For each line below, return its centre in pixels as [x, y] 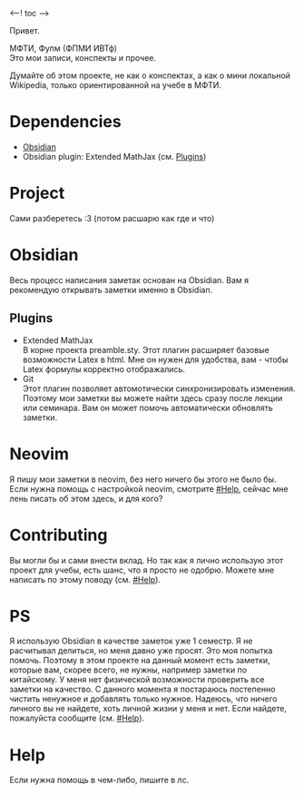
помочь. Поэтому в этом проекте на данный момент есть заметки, [140, 661]
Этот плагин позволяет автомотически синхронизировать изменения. [159, 388]
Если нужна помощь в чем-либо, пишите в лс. [99, 780]
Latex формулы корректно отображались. [104, 369]
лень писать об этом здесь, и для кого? [86, 498]
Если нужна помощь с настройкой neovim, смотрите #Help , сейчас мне [149, 488]
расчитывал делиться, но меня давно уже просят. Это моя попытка [141, 651]
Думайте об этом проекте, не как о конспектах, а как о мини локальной [150, 75]
